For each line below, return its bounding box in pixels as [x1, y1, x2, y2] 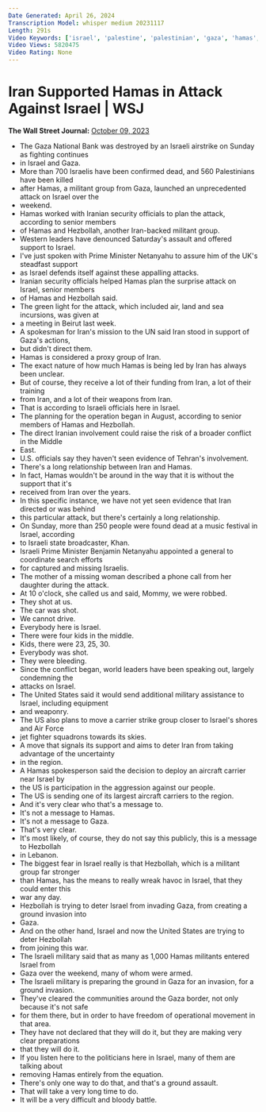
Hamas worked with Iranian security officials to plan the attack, [19, 208, 226, 218]
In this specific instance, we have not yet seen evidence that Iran [19, 496, 232, 505]
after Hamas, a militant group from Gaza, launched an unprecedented [19, 183, 247, 193]
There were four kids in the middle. [19, 631, 135, 640]
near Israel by [19, 774, 65, 783]
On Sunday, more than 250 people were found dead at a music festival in [19, 521, 258, 531]
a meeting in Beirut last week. [19, 319, 116, 328]
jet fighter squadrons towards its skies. [19, 732, 146, 741]
